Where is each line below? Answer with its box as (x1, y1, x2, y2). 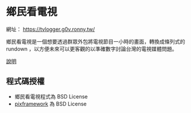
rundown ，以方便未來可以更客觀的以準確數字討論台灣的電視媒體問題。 (6, 45, 178, 52)
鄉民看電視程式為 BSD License (14, 93, 88, 100)
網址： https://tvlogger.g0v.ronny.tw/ (6, 26, 95, 33)
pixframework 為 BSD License (14, 100, 87, 107)
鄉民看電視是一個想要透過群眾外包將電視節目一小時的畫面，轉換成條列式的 (6, 38, 185, 45)
